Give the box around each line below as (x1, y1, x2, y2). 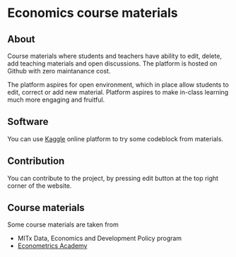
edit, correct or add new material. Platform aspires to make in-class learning (7, 88, 229, 96)
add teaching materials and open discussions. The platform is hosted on (7, 59, 218, 68)
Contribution (7, 155, 65, 167)
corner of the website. (7, 181, 72, 190)
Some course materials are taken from (7, 220, 119, 229)
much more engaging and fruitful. (7, 95, 105, 104)
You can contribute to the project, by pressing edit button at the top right (7, 174, 219, 182)
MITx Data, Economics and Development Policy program (17, 234, 182, 243)
